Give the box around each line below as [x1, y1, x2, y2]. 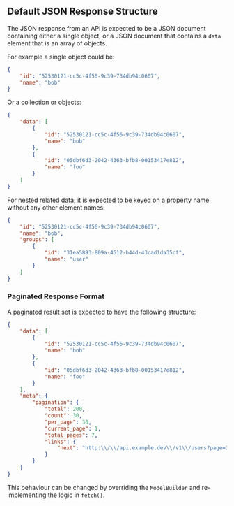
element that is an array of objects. [7, 38, 107, 48]
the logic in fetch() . [47, 491, 105, 499]
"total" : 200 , [44, 405, 86, 413]
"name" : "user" [44, 256, 89, 263]
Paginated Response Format [7, 291, 105, 301]
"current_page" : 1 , [44, 425, 101, 432]
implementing [7, 491, 47, 499]
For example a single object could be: [7, 52, 115, 61]
